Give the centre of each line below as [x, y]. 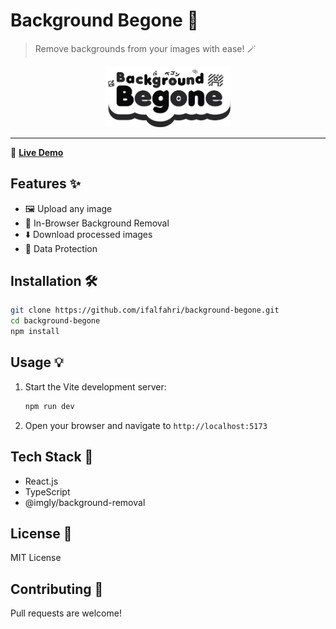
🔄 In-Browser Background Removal [97, 223]
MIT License [36, 558]
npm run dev [49, 406]
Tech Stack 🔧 [52, 457]
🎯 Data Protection [61, 248]
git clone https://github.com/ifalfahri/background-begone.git [145, 310]
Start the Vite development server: [95, 386]
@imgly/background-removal [85, 502]
